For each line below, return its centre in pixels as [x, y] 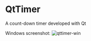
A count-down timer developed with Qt [46, 23]
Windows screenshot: [28, 33]
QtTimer [23, 9]
